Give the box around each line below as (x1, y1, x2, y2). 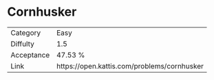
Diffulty (10, 39, 34, 49)
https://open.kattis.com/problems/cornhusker (56, 61, 204, 70)
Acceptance (10, 50, 50, 59)
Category (10, 28, 41, 38)
